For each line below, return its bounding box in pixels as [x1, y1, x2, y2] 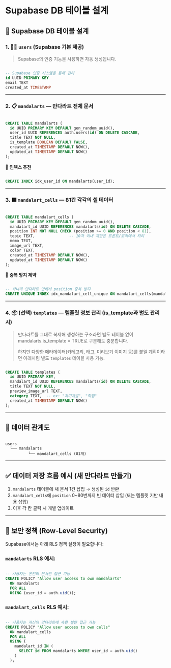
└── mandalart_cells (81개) [27, 451, 87, 457]
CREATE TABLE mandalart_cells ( [5, 214, 74, 220]
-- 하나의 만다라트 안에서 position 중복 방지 [5, 287, 91, 292]
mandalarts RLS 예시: [5, 555, 56, 562]
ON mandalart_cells [10, 629, 51, 635]
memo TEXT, [10, 239, 33, 244]
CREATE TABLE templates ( [5, 370, 60, 375]
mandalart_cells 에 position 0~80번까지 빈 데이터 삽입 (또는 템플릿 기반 [12, 492, 158, 499]
